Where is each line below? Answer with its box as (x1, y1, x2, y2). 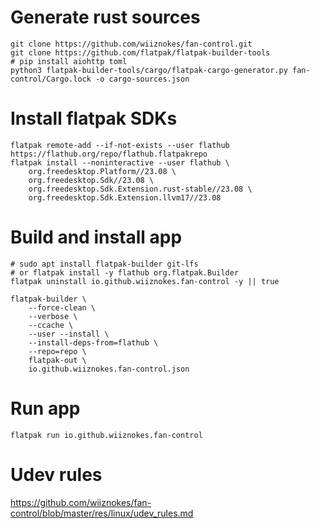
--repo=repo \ (28, 346, 87, 356)
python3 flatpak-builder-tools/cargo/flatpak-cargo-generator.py (10, 65, 288, 75)
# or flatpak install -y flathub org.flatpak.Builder (10, 267, 240, 278)
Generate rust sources (10, 6, 201, 29)
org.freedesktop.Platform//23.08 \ (28, 166, 177, 176)
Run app (10, 397, 81, 420)
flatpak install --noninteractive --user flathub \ (10, 157, 230, 168)
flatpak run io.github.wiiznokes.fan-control (10, 430, 203, 440)
